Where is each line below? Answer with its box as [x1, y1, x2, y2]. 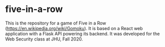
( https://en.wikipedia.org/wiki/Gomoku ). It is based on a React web [5, 25, 143, 31]
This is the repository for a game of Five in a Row [5, 20, 106, 26]
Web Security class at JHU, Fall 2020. [5, 36, 83, 42]
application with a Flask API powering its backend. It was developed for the [5, 30, 160, 36]
